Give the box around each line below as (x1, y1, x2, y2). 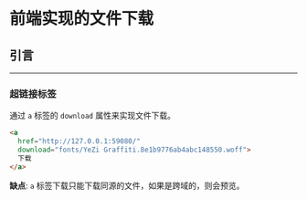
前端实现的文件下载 (9, 8, 154, 29)
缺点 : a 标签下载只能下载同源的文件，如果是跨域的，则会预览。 (9, 180, 245, 191)
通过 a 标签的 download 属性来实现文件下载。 (9, 110, 176, 121)
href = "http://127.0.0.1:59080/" (17, 137, 142, 146)
